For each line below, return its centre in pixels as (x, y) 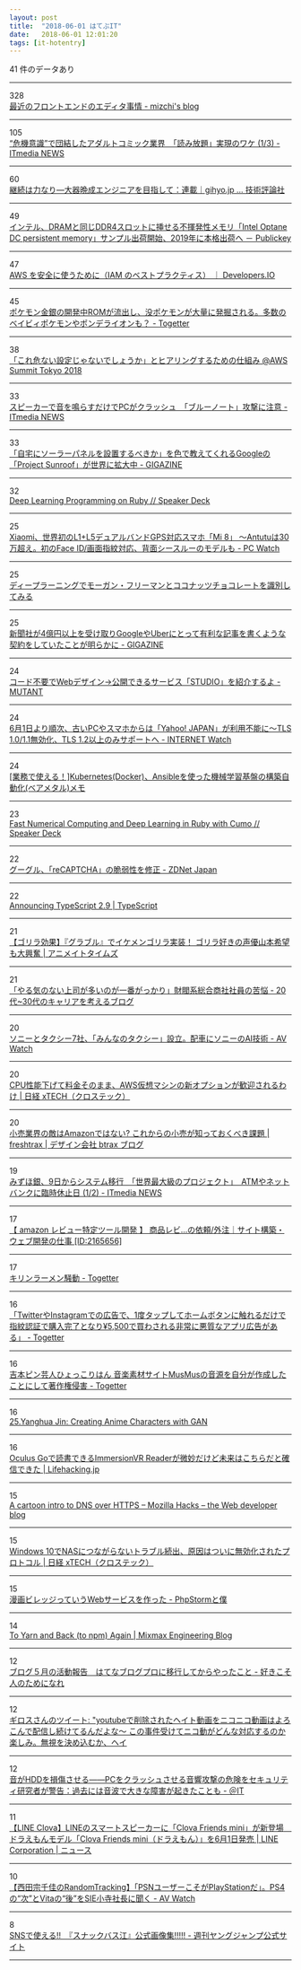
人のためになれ (37, 1683)
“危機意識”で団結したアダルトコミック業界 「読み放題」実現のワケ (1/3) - (145, 144)
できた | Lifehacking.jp (58, 1469)
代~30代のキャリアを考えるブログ (72, 1002)
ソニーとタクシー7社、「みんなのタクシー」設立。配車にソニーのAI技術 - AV (148, 1038)
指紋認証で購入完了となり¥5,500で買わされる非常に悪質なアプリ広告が (140, 1326)
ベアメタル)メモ (57, 788)
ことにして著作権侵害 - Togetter (68, 1386)
